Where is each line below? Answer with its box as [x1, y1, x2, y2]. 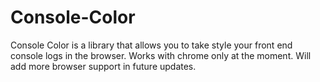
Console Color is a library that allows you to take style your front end [10, 39, 293, 51]
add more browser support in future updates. [10, 60, 197, 72]
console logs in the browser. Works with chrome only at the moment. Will [10, 49, 312, 61]
